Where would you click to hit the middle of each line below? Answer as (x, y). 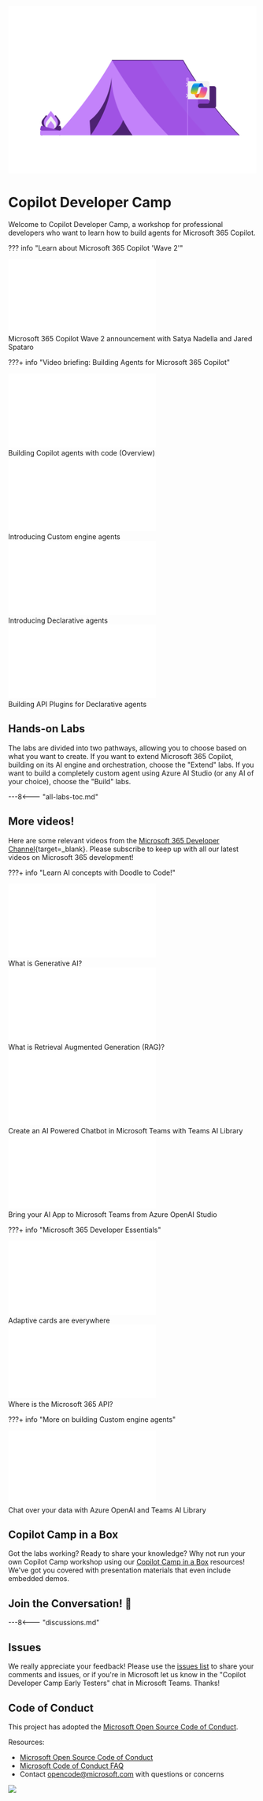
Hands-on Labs (46, 729)
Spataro (21, 347)
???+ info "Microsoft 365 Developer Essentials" (85, 1230)
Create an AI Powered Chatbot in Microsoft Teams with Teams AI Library (126, 1130)
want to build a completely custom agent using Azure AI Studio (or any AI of (131, 773)
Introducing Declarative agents (58, 620)
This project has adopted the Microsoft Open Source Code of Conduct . (123, 1727)
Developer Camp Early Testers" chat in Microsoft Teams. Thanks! (114, 1683)
